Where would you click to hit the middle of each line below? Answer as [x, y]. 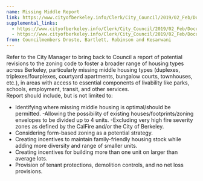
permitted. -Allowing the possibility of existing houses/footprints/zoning [104, 113]
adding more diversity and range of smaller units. [76, 146]
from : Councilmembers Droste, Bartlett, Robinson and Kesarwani [89, 40]
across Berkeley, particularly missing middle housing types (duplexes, [93, 70]
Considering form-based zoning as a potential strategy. [84, 133]
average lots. [31, 158]
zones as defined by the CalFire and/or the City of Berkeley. [89, 126]
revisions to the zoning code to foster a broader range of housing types [95, 63]
